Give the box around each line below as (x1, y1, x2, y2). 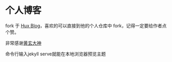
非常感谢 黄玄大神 (5, 39, 42, 46)
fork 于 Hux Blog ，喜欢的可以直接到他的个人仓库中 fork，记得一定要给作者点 (5, 23, 167, 29)
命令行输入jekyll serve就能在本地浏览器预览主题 (5, 51, 106, 57)
